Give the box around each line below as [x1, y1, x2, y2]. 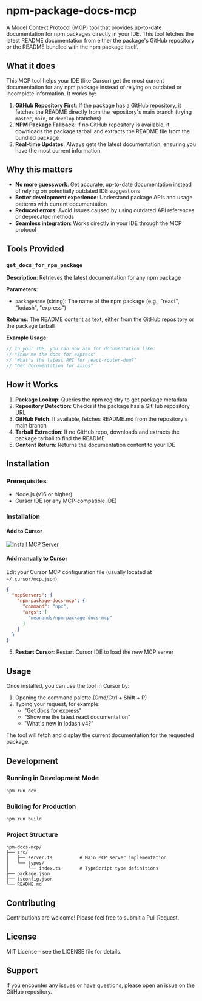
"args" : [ [22, 609, 47, 615]
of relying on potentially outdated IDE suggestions [15, 187, 141, 195]
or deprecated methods [15, 213, 75, 220]
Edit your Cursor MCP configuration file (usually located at [6, 568, 152, 575]
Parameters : [6, 286, 38, 293]
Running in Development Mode [6, 774, 99, 782]
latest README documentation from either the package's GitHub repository [6, 36, 195, 44]
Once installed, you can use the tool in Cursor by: [6, 682, 130, 690]
